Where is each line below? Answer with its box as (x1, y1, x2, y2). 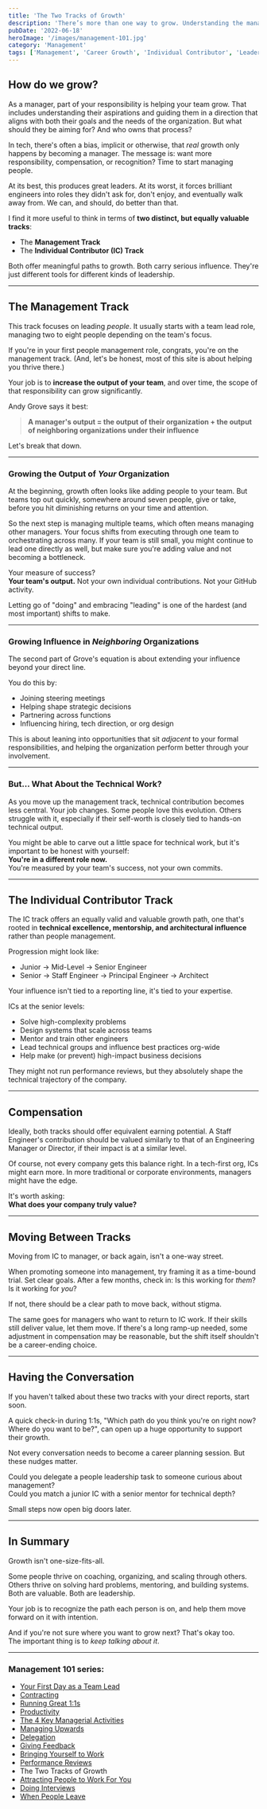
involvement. (8, 751, 50, 761)
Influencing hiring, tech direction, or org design (19, 719, 175, 729)
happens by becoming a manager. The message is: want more (8, 148, 212, 158)
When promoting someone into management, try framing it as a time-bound (8, 1267, 256, 1276)
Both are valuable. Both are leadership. (8, 1588, 136, 1598)
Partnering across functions (19, 711, 111, 720)
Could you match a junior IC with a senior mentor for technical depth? (8, 1489, 236, 1498)
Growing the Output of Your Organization (8, 468, 170, 479)
